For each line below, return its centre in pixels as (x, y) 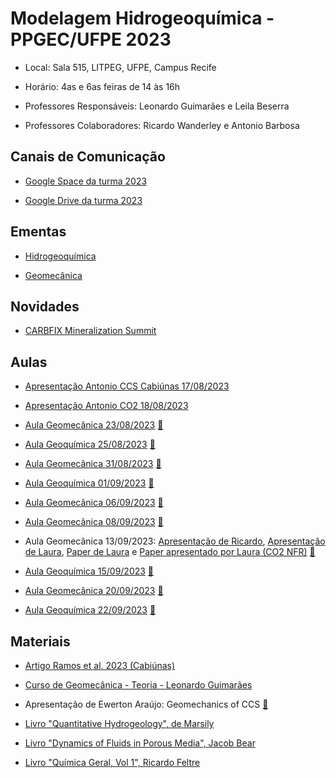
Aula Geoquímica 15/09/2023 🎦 (89, 571)
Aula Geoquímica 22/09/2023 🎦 (90, 610)
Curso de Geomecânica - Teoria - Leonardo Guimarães (138, 685)
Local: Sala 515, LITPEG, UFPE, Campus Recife (120, 67)
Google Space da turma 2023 (86, 181)
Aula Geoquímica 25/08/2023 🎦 (90, 444)
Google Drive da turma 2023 (83, 200)
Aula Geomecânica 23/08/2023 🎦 (94, 425)
